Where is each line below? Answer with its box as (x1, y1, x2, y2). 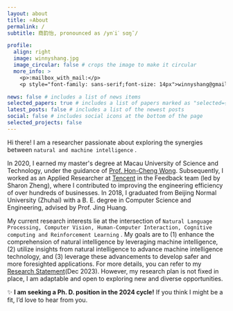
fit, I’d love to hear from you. (7, 296, 88, 304)
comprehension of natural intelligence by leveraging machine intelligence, (7, 237, 218, 246)
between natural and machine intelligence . (7, 145, 137, 153)
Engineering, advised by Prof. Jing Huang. (7, 203, 128, 212)
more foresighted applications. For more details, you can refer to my (7, 260, 202, 268)
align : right (13, 49, 51, 56)
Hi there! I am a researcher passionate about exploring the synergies (7, 138, 203, 146)
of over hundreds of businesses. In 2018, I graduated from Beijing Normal (7, 188, 217, 196)
